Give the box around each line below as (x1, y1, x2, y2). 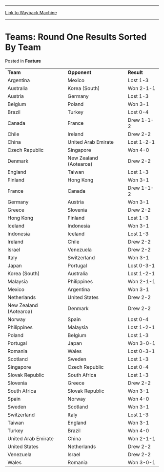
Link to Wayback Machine (5, 10, 57, 15)
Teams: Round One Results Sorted (5, 31, 147, 43)
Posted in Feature (5, 58, 41, 64)
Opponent (67, 69, 92, 76)
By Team (5, 42, 41, 53)
